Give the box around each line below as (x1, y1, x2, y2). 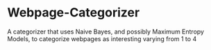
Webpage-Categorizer (7, 5, 140, 21)
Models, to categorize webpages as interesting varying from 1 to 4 (7, 34, 197, 42)
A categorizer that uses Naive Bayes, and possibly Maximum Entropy (7, 27, 205, 36)
